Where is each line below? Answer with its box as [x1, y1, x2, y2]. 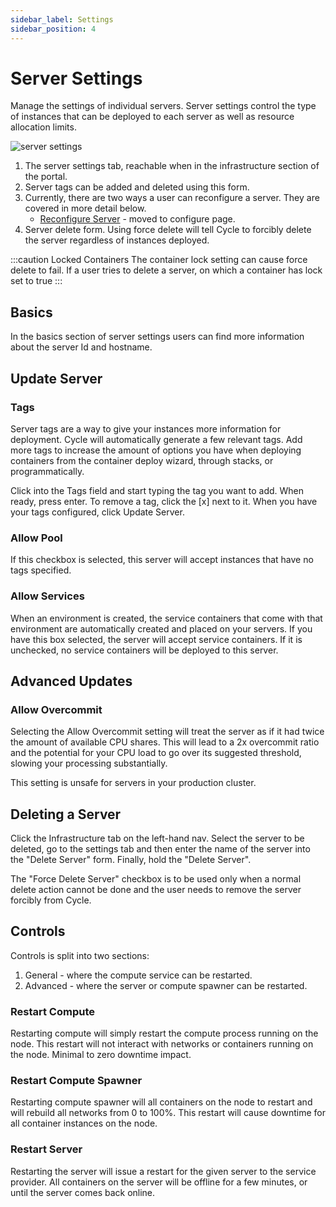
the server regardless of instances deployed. [24, 234, 210, 246]
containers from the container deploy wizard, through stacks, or [10, 454, 274, 466]
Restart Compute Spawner [10, 1074, 143, 1088]
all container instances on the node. [10, 1117, 158, 1130]
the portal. [24, 171, 68, 183]
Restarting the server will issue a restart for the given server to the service [10, 1165, 317, 1177]
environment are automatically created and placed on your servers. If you [10, 622, 313, 635]
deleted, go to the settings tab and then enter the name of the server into [10, 843, 311, 855]
